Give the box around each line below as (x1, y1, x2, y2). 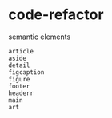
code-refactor (8, 6, 104, 24)
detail (8, 61, 30, 69)
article (8, 47, 34, 55)
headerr (8, 89, 34, 97)
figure (8, 75, 30, 83)
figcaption (8, 68, 45, 77)
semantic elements (8, 32, 71, 41)
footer (8, 82, 30, 90)
